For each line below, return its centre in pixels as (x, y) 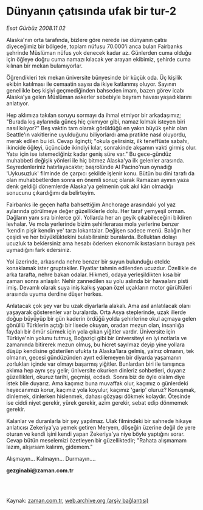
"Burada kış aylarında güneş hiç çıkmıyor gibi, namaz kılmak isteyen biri (96, 121)
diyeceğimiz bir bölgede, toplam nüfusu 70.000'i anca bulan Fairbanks (95, 46)
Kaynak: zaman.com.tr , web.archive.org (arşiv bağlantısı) (77, 500)
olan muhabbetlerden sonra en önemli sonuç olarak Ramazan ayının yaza (98, 180)
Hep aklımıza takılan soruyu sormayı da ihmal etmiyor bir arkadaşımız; (94, 115)
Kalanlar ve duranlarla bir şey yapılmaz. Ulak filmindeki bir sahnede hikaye (99, 421)
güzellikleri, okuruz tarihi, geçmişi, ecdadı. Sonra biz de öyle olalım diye (96, 377)
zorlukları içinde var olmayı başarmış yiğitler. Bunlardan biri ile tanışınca (96, 364)
